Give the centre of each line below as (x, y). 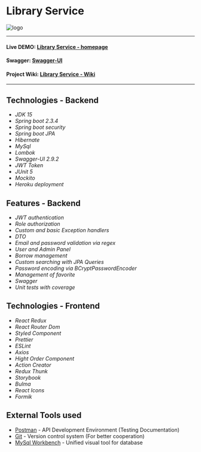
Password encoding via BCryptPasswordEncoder (76, 268)
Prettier (24, 339)
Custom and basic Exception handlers (62, 230)
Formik (23, 396)
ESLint (23, 346)
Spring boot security (40, 127)
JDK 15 (24, 115)
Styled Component (38, 333)
